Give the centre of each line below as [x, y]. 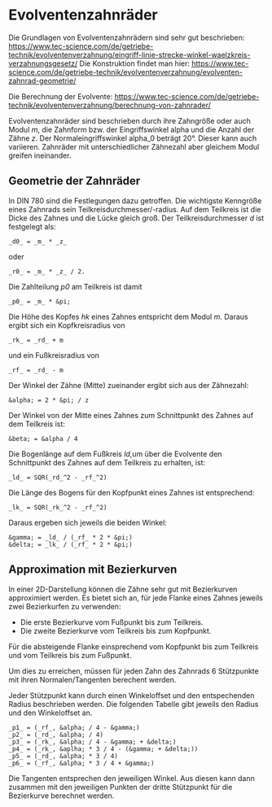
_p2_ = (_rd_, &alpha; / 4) [56, 735]
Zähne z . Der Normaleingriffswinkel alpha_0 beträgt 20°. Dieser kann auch [133, 138]
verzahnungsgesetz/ [43, 63]
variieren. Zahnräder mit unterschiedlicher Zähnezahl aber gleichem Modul [134, 146]
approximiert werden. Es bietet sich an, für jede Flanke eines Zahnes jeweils [136, 598]
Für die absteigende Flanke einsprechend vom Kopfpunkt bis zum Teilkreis [134, 646]
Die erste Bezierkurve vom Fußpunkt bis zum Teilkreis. [112, 622]
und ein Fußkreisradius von [54, 355]
